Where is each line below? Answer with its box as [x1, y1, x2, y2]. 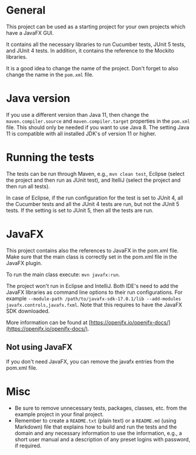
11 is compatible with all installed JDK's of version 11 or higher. [6, 130, 157, 137]
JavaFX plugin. [6, 259, 42, 266]
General [6, 4, 46, 17]
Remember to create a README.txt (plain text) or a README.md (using [14, 417, 177, 424]
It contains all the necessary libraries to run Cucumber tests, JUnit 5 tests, [6, 41, 186, 48]
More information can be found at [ [6, 319, 91, 326]
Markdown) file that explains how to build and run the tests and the [14, 423, 177, 430]
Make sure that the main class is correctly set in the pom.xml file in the [6, 253, 178, 260]
